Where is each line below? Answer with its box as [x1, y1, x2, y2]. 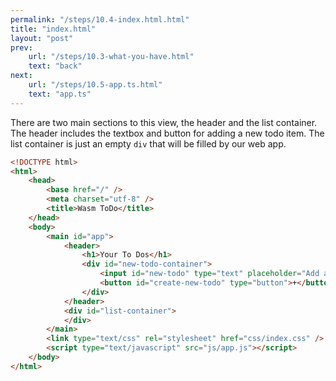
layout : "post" [10, 33, 74, 43]
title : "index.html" [10, 24, 97, 34]
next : [10, 71, 33, 81]
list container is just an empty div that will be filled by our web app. [10, 137, 287, 150]
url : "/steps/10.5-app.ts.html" [28, 80, 163, 90]
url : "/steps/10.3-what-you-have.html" [28, 52, 195, 62]
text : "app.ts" [28, 89, 92, 99]
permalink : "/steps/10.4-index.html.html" [10, 14, 190, 25]
